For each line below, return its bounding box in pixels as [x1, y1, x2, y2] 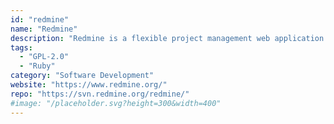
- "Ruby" [19, 61, 56, 71]
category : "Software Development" [10, 71, 155, 81]
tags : [10, 42, 33, 53]
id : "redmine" [10, 14, 70, 25]
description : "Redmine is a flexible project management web [10, 33, 271, 43]
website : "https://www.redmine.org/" [10, 80, 168, 90]
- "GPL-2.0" [19, 52, 70, 62]
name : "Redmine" [10, 24, 78, 34]
